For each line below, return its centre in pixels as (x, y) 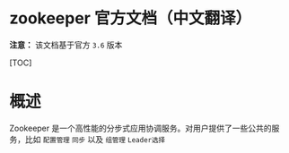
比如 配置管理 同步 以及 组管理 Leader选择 (95, 139)
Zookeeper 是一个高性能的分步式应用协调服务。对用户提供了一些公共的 (140, 128)
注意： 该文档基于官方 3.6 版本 (66, 45)
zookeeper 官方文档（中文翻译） (131, 18)
